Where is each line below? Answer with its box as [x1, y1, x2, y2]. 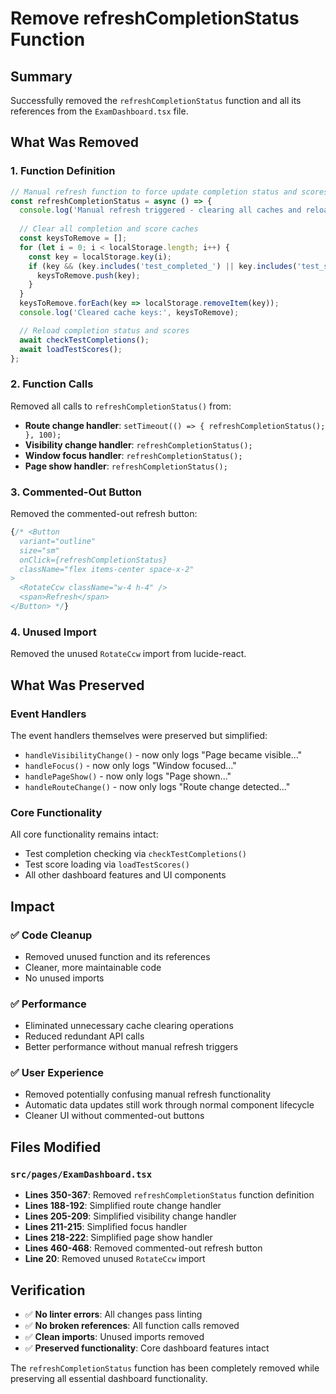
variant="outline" [19, 536, 97, 546]
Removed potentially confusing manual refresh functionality [24, 1088, 272, 1101]
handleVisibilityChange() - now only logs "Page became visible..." [24, 748, 303, 761]
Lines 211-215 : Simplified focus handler [24, 1221, 188, 1233]
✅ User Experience [10, 1066, 105, 1080]
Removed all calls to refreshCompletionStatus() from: [10, 400, 232, 412]
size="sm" [19, 545, 60, 556]
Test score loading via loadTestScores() [24, 858, 190, 871]
